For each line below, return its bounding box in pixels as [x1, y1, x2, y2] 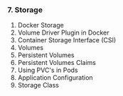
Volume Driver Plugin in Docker [17, 28, 109, 37]
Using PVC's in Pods [17, 66, 78, 75]
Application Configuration [17, 73, 94, 82]
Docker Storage [17, 21, 64, 30]
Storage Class [17, 81, 59, 90]
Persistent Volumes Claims [17, 59, 96, 67]
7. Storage [7, 5, 43, 15]
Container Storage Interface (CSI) [17, 36, 117, 44]
